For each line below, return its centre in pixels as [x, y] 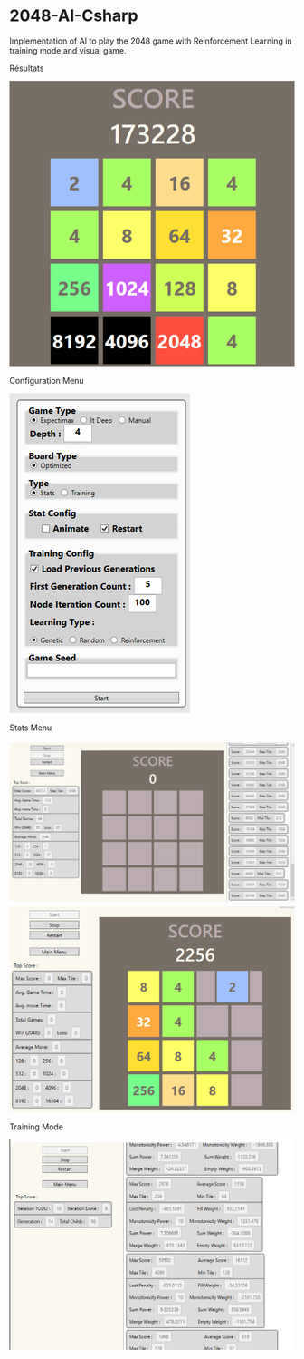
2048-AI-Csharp [74, 16]
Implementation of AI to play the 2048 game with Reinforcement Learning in [151, 41]
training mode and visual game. [68, 50]
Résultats [27, 68]
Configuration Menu [47, 381]
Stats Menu [31, 728]
